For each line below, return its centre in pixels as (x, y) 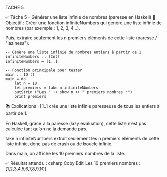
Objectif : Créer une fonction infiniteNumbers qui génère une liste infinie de (83, 23)
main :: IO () (20, 75)
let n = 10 (26, 83)
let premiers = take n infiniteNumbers (56, 88)
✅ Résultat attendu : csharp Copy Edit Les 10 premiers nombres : (73, 163)
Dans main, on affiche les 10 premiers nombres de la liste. (65, 154)
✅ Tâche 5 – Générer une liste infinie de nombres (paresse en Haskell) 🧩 (80, 17)
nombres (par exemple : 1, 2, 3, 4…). (43, 28)
